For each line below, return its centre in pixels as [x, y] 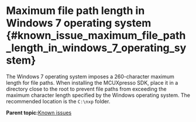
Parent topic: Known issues [39, 113]
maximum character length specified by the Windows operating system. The [98, 95]
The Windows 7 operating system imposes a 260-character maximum [90, 76]
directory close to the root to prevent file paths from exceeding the [86, 89]
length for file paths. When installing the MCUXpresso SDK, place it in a [92, 82]
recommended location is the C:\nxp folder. [58, 101]
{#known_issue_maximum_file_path [96, 36]
